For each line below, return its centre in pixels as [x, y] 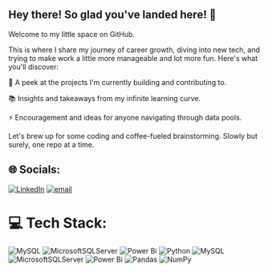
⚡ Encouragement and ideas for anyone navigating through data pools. [125, 117]
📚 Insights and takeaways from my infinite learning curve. [105, 98]
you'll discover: [33, 67]
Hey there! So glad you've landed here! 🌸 [112, 15]
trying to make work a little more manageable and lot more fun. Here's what [133, 58]
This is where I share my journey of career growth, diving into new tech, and [134, 50]
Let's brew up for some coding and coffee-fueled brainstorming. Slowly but [133, 136]
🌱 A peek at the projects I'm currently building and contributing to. [118, 82]
